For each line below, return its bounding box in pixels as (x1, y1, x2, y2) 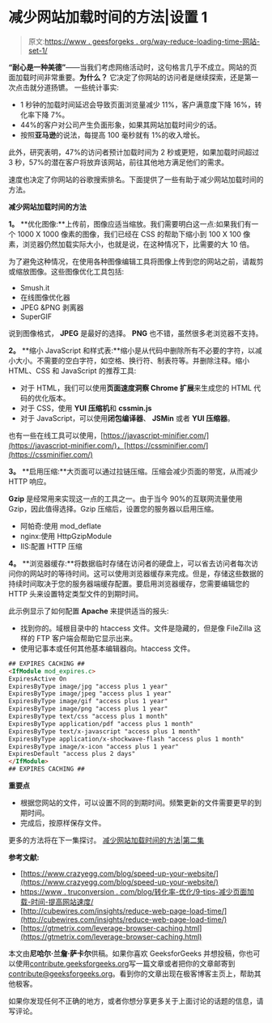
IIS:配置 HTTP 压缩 (19, 541, 83, 551)
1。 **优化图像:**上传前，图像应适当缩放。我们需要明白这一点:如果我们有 (8, 219, 253, 228)
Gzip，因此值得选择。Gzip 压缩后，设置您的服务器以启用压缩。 (8, 503, 219, 513)
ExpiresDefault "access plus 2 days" (8, 750, 136, 758)
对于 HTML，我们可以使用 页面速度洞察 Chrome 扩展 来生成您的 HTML (19, 383, 253, 393)
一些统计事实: (74, 83, 119, 92)
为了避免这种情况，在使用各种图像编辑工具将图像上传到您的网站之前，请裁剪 (8, 257, 264, 266)
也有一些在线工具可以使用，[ (8, 431, 104, 440)
